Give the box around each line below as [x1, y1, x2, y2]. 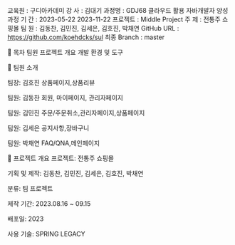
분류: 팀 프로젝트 [7, 184, 53, 192]
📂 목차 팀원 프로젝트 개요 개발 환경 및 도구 [7, 48, 123, 56]
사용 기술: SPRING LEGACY [7, 230, 85, 238]
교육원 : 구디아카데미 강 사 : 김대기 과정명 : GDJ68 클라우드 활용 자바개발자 [7, 6, 215, 14]
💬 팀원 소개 [7, 63, 38, 71]
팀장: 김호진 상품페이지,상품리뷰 [7, 78, 95, 87]
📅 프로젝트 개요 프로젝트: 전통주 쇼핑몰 [7, 154, 114, 162]
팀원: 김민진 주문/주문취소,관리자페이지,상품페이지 [7, 109, 145, 117]
